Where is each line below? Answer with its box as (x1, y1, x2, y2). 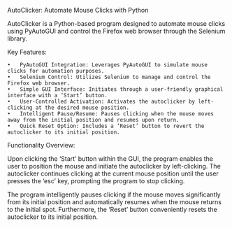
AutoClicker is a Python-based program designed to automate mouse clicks (7, 20, 226, 27)
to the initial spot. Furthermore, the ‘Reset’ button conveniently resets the (7, 206, 218, 213)
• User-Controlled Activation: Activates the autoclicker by (7, 98, 196, 105)
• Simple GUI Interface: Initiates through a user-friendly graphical (7, 86, 224, 93)
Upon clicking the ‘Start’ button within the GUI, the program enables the (7, 155, 213, 163)
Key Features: (7, 48, 47, 56)
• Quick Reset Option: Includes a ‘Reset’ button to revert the (7, 122, 205, 129)
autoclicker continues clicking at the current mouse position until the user (7, 169, 219, 178)
